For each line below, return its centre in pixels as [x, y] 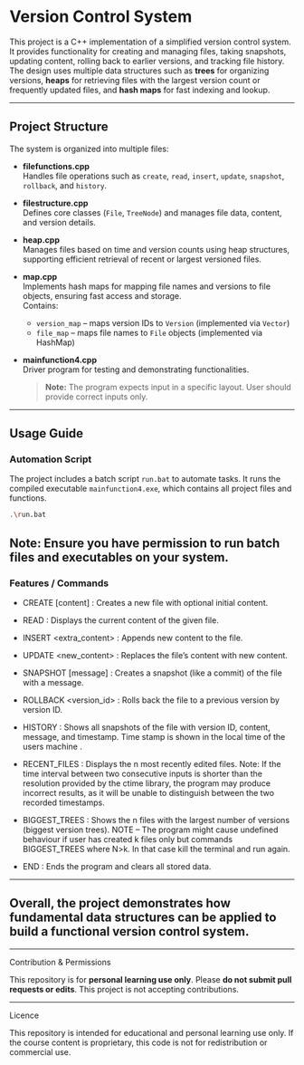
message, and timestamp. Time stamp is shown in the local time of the [154, 737]
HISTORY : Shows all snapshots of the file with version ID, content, [146, 727]
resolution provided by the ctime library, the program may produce [147, 783]
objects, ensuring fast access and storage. [102, 295]
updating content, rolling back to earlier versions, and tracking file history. [147, 61]
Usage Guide [47, 433]
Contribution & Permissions [60, 962]
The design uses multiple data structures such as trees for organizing [139, 71]
